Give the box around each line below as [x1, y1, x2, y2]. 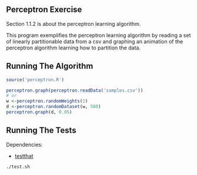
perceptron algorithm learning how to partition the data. [6, 44, 141, 51]
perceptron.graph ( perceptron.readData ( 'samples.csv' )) [6, 87, 143, 93]
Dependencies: [6, 141, 43, 148]
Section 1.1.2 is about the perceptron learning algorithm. [6, 20, 141, 27]
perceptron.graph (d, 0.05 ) [6, 109, 72, 115]
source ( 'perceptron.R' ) [6, 76, 65, 83]
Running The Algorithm [6, 61, 94, 71]
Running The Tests [6, 126, 76, 136]
